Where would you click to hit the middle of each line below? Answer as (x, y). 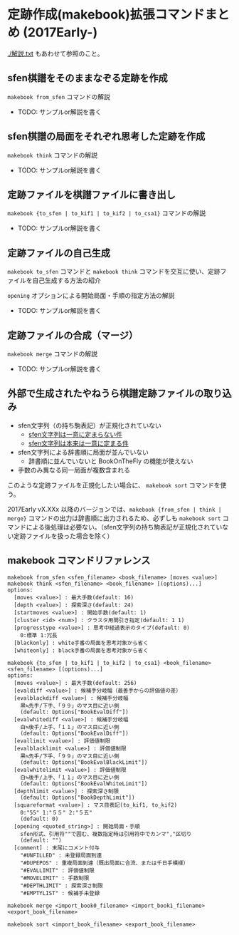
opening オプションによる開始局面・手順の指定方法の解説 (91, 296)
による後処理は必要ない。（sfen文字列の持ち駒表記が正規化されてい (124, 527)
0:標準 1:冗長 (39, 635)
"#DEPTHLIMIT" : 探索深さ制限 (62, 885)
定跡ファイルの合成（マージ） (73, 335)
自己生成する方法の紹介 (66, 280)
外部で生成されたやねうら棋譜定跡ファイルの (106, 394)
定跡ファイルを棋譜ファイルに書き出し (91, 194)
